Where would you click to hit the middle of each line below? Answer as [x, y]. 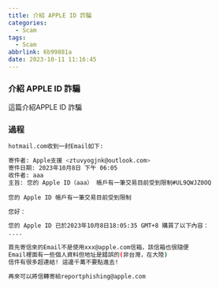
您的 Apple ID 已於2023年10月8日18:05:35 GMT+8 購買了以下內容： [109, 226]
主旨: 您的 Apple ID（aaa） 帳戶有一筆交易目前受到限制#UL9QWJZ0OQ [110, 182]
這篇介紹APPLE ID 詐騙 [45, 107]
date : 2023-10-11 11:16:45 [52, 60]
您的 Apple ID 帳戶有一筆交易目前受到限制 [70, 197]
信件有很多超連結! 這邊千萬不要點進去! [63, 262]
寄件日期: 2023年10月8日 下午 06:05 [63, 168]
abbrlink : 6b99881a [40, 52]
